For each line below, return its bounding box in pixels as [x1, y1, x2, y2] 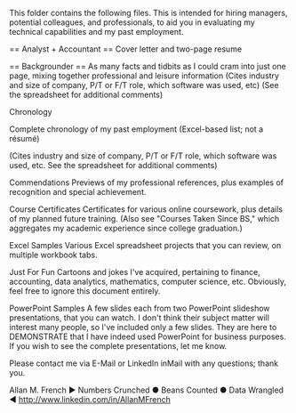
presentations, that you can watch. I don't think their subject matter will [9, 312, 269, 323]
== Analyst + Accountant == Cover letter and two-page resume [9, 44, 243, 54]
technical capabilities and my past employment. [9, 27, 184, 36]
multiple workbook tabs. [9, 249, 98, 260]
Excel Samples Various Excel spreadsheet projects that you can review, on [9, 240, 282, 250]
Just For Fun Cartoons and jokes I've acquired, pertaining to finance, [9, 267, 260, 277]
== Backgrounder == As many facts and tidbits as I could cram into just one [9, 61, 286, 71]
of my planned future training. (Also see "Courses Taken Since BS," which [9, 214, 280, 223]
